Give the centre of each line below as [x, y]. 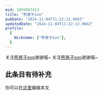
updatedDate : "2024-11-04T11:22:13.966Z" [49, 24]
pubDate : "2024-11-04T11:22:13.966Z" [45, 19]
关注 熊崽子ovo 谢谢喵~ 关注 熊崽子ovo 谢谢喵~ [51, 57]
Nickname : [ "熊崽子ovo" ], [40, 38]
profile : [14, 28]
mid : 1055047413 [22, 10]
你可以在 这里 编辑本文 [27, 87]
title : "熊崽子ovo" [24, 14]
